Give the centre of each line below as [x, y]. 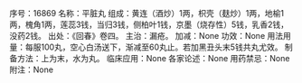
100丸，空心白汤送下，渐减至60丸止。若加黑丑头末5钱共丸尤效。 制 [167, 47]
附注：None [32, 69]
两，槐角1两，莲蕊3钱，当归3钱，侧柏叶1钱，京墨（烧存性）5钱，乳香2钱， [149, 24]
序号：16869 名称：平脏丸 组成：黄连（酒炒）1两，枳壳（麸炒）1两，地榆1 [147, 13]
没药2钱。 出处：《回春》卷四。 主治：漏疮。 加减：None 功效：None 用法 [146, 36]
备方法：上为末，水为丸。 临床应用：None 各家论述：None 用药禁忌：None [150, 58]
